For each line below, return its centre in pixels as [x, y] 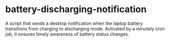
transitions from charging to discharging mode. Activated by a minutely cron [85, 28]
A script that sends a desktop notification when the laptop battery [74, 23]
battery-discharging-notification [76, 9]
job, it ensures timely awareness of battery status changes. [67, 34]
